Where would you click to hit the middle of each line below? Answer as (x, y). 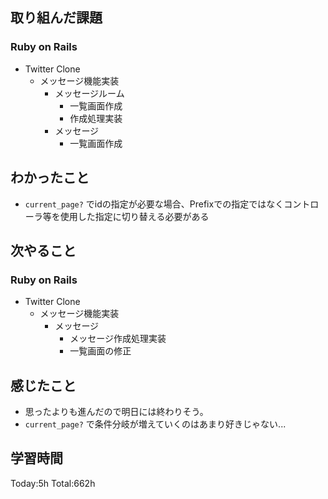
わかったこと (50, 178)
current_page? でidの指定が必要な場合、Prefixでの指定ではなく (154, 204)
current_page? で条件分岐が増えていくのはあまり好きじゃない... (155, 424)
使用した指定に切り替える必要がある (134, 216)
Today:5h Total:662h (53, 483)
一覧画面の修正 (100, 351)
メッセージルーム (89, 93)
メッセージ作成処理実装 (118, 339)
